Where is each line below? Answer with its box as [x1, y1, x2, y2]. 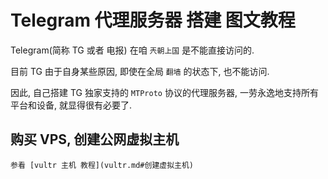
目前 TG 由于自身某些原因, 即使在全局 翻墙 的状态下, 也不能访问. [10, 65, 270, 77]
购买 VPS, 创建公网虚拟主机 [10, 131, 180, 148]
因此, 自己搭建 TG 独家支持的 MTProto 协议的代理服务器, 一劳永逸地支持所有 [10, 86, 319, 98]
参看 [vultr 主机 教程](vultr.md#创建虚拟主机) [10, 160, 195, 170]
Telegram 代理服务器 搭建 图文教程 [10, 9, 296, 32]
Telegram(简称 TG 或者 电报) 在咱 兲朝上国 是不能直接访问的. [10, 44, 255, 56]
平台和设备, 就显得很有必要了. [10, 99, 133, 111]
